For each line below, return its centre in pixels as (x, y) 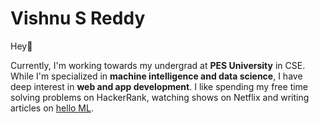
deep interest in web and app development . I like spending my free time (159, 86)
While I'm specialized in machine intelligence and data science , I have (156, 76)
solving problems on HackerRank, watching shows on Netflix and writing (160, 97)
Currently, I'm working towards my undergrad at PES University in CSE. (158, 65)
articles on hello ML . (52, 108)
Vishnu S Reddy (78, 18)
